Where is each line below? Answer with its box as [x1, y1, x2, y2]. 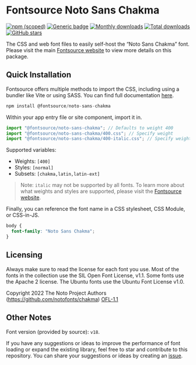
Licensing [6, 250, 43, 260]
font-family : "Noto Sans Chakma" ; [11, 228, 95, 234]
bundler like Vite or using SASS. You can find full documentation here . [6, 91, 174, 98]
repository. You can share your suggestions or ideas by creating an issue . [6, 352, 183, 359]
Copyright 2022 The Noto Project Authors [6, 289, 107, 296]
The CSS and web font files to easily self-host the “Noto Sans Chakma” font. [6, 40, 190, 47]
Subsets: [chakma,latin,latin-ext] [14, 170, 100, 178]
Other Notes [6, 313, 51, 323]
